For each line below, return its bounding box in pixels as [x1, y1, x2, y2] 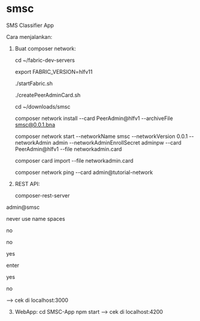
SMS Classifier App [6, 22, 54, 29]
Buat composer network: [14, 44, 77, 52]
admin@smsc [6, 203, 40, 211]
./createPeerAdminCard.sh [14, 91, 81, 98]
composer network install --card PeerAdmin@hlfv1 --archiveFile [14, 115, 174, 122]
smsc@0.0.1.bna [14, 121, 56, 128]
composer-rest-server [14, 191, 70, 199]
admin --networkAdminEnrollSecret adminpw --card [52, 139, 181, 146]
